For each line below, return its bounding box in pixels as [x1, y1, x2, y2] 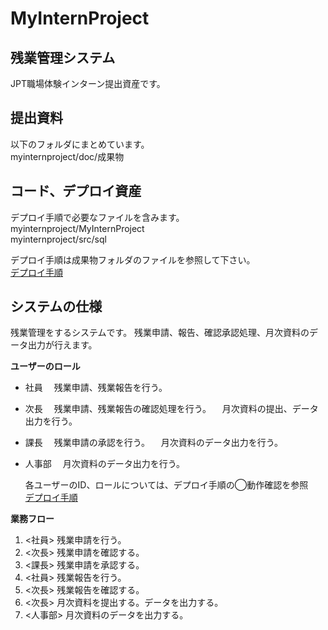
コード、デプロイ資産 [10, 183, 142, 200]
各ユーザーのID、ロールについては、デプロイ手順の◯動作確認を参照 [24, 479, 309, 491]
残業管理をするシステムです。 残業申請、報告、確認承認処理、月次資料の [10, 327, 310, 339]
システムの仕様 [10, 298, 103, 316]
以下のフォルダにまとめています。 [10, 138, 150, 150]
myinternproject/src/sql [10, 233, 107, 245]
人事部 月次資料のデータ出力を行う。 [24, 458, 185, 470]
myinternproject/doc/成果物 [10, 150, 125, 162]
